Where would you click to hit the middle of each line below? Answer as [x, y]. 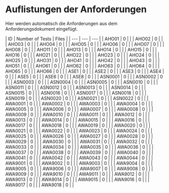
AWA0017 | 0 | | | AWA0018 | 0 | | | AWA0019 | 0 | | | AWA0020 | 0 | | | [78, 125]
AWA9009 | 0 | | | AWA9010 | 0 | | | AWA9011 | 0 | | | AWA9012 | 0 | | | [77, 174]
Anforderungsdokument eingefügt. [42, 29]
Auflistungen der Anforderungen [76, 9]
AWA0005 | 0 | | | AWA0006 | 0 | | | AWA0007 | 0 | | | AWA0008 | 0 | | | [79, 109]
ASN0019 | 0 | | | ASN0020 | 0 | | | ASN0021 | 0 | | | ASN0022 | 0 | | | [77, 98]
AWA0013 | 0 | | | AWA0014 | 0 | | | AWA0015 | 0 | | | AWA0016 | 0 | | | [77, 120]
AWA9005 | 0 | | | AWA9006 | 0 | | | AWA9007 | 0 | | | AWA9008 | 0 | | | [79, 169]
